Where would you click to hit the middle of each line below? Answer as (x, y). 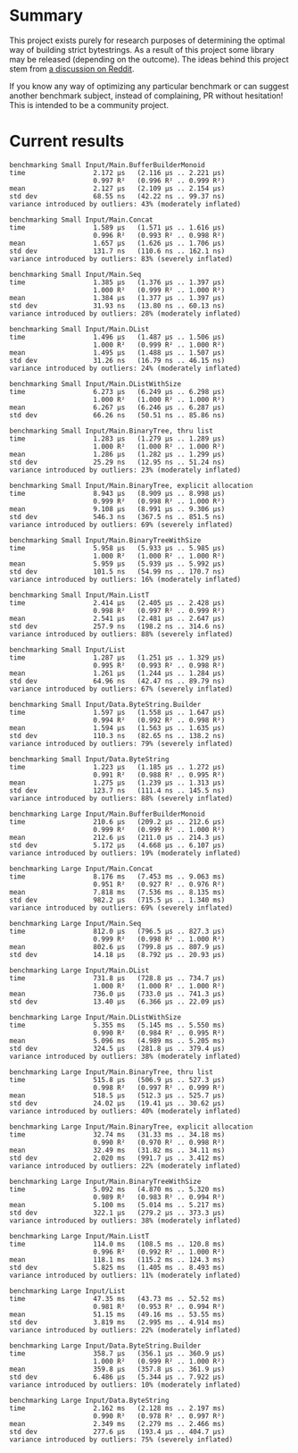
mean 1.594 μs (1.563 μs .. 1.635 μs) (117, 728)
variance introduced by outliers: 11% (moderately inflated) (125, 1275)
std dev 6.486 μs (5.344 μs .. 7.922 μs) (117, 1377)
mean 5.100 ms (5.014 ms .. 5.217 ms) (117, 1205)
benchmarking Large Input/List (67, 1291)
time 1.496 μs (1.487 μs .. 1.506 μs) (117, 337)
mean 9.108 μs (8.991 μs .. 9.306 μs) (117, 509)
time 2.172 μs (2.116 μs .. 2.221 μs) (117, 172)
